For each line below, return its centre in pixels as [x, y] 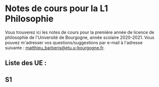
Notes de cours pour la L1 [57, 9]
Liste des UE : [26, 63]
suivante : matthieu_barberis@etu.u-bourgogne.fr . [55, 48]
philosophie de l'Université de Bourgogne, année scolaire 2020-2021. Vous [80, 37]
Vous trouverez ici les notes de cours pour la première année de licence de [80, 32]
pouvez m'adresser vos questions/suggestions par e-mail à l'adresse [74, 42]
